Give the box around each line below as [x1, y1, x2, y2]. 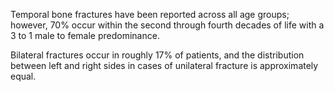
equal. [10, 70, 37, 82]
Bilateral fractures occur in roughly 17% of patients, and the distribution [10, 49, 305, 61]
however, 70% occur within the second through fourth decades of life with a [10, 19, 325, 31]
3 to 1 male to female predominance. [10, 30, 160, 41]
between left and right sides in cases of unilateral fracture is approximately [10, 60, 319, 71]
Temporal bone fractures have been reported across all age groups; [10, 9, 290, 20]
